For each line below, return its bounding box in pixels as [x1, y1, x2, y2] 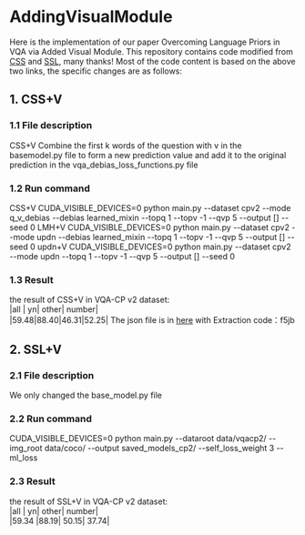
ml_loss [9, 452, 38, 463]
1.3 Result [9, 273, 54, 286]
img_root [9, 443, 43, 454]
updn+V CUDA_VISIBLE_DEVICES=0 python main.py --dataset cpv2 [36, 241, 291, 252]
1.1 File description [9, 119, 93, 132]
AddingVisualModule [9, 6, 173, 27]
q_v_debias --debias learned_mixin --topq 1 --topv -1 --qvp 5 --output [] [9, 212, 280, 223]
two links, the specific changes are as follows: [9, 66, 183, 76]
